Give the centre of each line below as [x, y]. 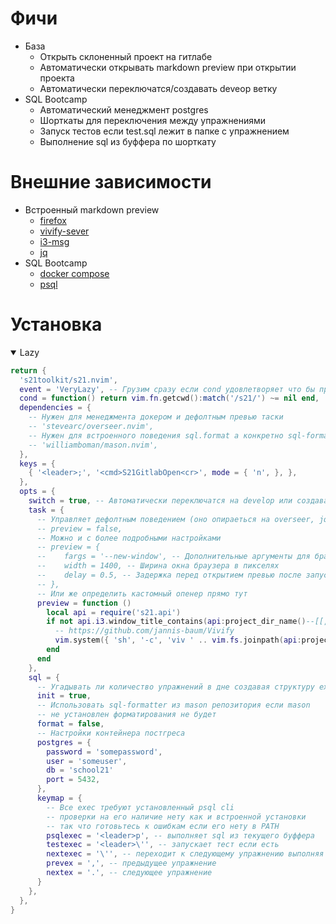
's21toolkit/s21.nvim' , [68, 380]
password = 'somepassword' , [104, 752]
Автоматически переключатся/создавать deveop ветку [158, 88]
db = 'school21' [80, 770]
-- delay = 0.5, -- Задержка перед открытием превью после [169, 575]
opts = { [37, 492]
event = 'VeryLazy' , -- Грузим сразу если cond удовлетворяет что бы [167, 389]
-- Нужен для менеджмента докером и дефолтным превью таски [156, 417]
